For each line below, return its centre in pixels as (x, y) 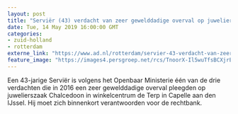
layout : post (27, 14)
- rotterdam (25, 47)
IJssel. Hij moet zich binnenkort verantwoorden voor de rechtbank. (105, 103)
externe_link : (28, 54)
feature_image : (30, 60)
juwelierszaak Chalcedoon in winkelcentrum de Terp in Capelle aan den (112, 95)
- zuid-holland (30, 40)
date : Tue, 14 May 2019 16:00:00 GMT (63, 27)
